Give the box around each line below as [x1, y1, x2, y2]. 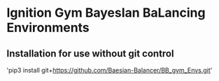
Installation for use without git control [6, 47, 174, 59]
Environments [6, 20, 90, 36]
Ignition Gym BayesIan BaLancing [6, 5, 206, 21]
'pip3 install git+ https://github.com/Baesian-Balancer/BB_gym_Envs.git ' [6, 66, 213, 74]
